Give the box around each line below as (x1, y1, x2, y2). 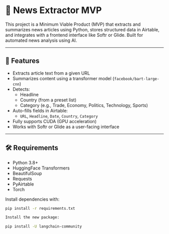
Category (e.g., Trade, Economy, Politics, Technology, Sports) (20, 102, 148, 108)
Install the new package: (5, 215, 59, 220)
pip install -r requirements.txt (5, 206, 75, 211)
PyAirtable (12, 181, 34, 187)
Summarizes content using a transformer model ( (12, 75, 115, 81)
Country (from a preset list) (20, 97, 77, 103)
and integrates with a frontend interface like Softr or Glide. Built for (5, 32, 143, 38)
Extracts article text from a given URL (12, 70, 91, 76)
